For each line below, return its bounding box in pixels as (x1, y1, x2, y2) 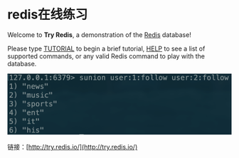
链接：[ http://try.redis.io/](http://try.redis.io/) (7, 143, 138, 152)
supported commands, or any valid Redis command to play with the (7, 51, 205, 60)
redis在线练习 (7, 6, 88, 23)
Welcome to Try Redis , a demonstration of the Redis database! (7, 30, 192, 39)
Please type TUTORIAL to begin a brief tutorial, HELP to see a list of (7, 44, 206, 53)
